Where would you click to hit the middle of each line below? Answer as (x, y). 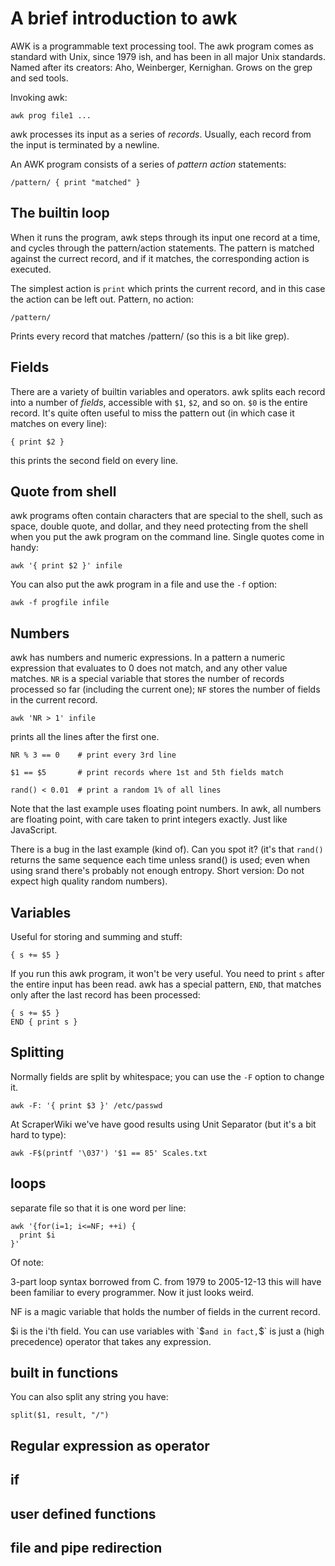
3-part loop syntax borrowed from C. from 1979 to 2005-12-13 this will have (166, 1281)
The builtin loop (60, 213)
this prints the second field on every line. (94, 460)
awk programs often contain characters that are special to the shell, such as (166, 516)
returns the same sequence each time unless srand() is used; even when (160, 860)
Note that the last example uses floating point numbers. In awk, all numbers (166, 809)
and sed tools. (39, 78)
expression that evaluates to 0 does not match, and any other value (149, 668)
